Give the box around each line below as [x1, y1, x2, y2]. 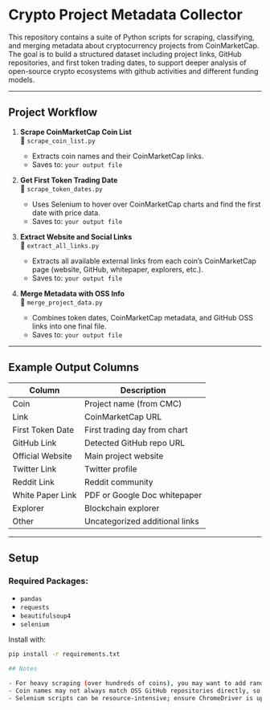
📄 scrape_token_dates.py [19, 183, 103, 194]
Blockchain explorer [84, 502, 160, 513]
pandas [19, 595, 43, 603]
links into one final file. [31, 321, 107, 331]
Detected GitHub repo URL [84, 437, 186, 448]
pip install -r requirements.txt [8, 651, 121, 659]
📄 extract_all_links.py [19, 240, 100, 250]
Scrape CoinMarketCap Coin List [19, 127, 133, 137]
